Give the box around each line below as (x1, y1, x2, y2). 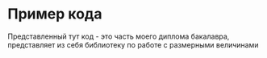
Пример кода (7, 5, 102, 23)
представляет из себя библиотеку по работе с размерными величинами (7, 39, 259, 49)
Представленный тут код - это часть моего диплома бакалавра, (7, 31, 230, 41)
